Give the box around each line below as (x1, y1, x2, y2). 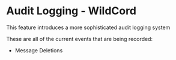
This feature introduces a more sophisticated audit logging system (6, 24, 171, 31)
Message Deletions (14, 46, 63, 54)
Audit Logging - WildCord (6, 4, 137, 18)
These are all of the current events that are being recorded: (6, 35, 153, 42)
